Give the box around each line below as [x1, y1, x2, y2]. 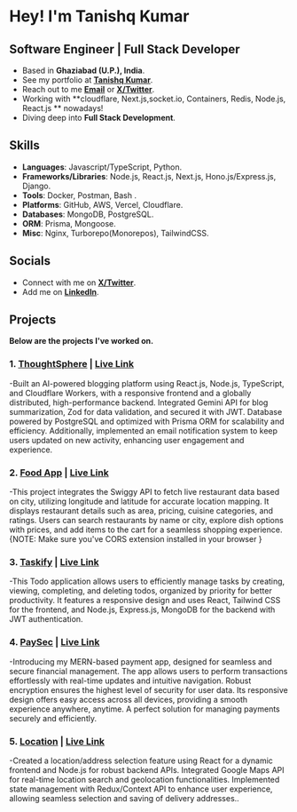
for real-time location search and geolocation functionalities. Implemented [9, 774, 280, 784]
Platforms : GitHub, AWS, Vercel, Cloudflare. [21, 199, 184, 210]
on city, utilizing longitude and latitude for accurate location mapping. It [9, 496, 270, 507]
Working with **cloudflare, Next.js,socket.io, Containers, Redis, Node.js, [21, 93, 286, 104]
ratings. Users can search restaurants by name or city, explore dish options [9, 515, 284, 526]
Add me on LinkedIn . [21, 286, 99, 297]
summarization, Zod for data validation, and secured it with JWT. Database [9, 406, 283, 417]
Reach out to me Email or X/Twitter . [21, 84, 155, 94]
